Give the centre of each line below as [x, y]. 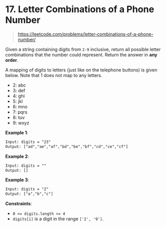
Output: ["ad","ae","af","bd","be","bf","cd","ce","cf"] [67, 146]
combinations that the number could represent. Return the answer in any [81, 55]
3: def [19, 90]
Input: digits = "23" [28, 142]
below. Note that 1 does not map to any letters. [54, 75]
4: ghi [19, 96]
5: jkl [18, 101]
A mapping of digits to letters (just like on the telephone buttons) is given [81, 70]
